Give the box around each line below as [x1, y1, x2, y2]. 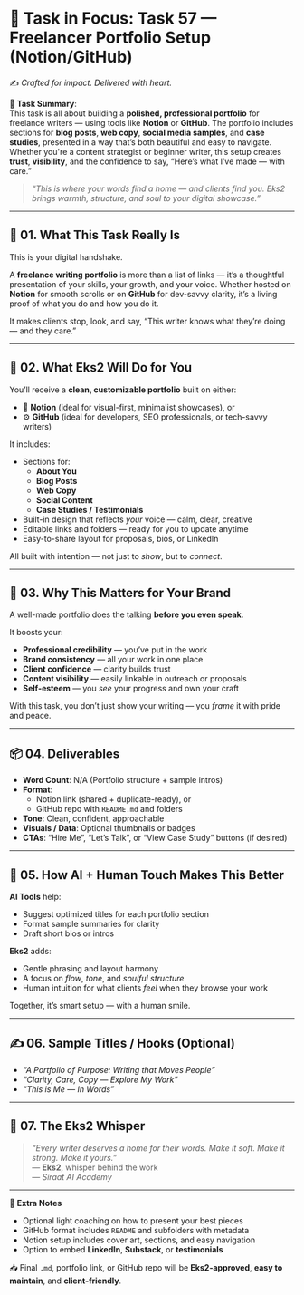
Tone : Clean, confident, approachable [22, 813, 165, 824]
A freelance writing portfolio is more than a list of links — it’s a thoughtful [9, 269, 285, 280]
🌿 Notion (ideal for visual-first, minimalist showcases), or [22, 401, 235, 412]
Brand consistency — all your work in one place [22, 654, 204, 665]
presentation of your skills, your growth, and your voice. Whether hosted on [9, 278, 291, 289]
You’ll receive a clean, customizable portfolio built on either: [9, 384, 237, 395]
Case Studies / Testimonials [35, 504, 144, 515]
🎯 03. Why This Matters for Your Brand [9, 585, 232, 601]
